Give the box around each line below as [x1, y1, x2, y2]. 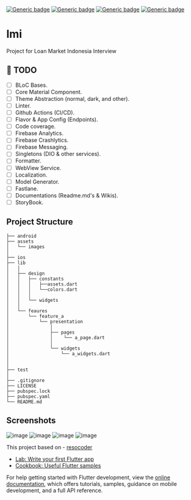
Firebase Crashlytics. [15, 136, 69, 144]
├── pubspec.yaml [6, 393, 51, 400]
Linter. [15, 101, 32, 109]
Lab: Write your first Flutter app [15, 455, 95, 463]
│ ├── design [6, 270, 45, 276]
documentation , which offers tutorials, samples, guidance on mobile [6, 480, 177, 487]
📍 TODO [6, 65, 37, 76]
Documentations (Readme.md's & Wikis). [15, 191, 118, 199]
